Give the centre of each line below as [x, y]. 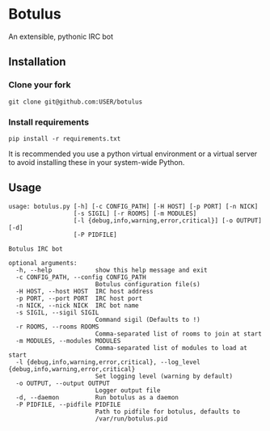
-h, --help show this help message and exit [112, 270]
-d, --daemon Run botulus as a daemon [97, 397]
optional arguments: [43, 263]
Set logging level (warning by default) [164, 376]
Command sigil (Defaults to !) [148, 319]
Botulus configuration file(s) [148, 284]
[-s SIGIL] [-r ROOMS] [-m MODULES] [135, 213]
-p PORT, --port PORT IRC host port [79, 298]
